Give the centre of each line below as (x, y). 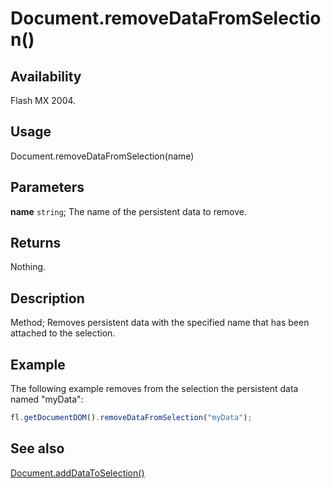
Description (47, 298)
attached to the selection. (63, 333)
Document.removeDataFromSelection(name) (102, 156)
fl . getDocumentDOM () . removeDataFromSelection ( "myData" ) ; (131, 418)
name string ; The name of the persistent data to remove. (129, 211)
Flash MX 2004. (43, 100)
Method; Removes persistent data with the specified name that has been (160, 323)
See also (37, 448)
